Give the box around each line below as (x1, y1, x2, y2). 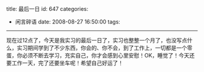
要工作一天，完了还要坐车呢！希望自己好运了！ (6, 59, 123, 67)
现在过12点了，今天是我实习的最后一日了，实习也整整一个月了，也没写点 (6, 37, 188, 44)
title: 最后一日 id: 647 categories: (6, 5, 89, 12)
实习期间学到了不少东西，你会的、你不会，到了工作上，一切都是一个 (16, 44, 187, 51)
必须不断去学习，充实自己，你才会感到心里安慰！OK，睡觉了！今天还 (22, 52, 195, 59)
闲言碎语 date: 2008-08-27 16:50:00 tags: (15, 18, 120, 25)
